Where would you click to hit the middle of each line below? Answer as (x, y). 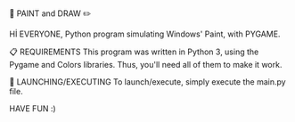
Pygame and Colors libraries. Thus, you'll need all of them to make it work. (146, 65)
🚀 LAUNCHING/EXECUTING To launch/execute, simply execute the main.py (148, 82)
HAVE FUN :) (33, 109)
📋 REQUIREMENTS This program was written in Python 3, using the (134, 52)
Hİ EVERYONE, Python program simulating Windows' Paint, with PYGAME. (145, 34)
